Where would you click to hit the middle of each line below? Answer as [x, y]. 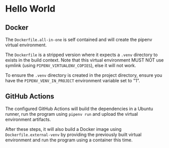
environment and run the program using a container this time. [69, 140]
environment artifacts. [28, 119]
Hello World [30, 9]
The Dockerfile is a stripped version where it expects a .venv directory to [81, 55]
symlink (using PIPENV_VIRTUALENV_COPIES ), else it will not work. [71, 65]
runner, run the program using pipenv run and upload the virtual [72, 114]
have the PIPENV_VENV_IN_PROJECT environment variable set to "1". [73, 81]
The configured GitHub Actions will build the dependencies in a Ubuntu [79, 109]
